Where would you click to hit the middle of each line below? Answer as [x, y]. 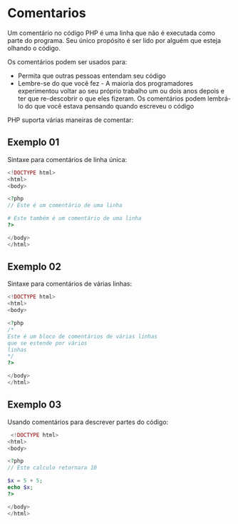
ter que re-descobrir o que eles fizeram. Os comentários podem [112, 99]
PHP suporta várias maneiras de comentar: [71, 120]
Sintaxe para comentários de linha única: [67, 159]
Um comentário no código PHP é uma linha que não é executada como [112, 33]
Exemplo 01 [33, 142]
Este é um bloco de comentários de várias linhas [83, 336]
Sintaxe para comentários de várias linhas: [70, 284]
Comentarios [47, 13]
